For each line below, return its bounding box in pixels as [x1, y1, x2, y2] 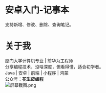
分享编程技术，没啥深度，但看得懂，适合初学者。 [5, 64, 104, 70]
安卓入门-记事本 [5, 4, 69, 16]
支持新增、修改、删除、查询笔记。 [5, 22, 74, 27]
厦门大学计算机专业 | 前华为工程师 [5, 57, 73, 64]
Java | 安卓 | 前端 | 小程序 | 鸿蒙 [5, 70, 69, 76]
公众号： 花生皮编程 [5, 76, 44, 82]
